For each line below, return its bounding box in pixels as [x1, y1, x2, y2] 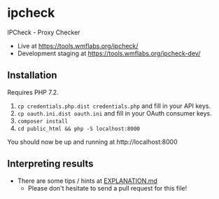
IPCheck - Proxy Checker [7, 28, 80, 36]
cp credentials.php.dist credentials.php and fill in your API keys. [17, 102, 211, 110]
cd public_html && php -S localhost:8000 [17, 125, 140, 132]
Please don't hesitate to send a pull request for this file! [27, 184, 188, 192]
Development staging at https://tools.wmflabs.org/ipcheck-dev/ [17, 49, 201, 57]
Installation [7, 69, 57, 81]
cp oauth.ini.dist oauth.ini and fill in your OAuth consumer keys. [17, 109, 212, 117]
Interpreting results [7, 158, 94, 170]
